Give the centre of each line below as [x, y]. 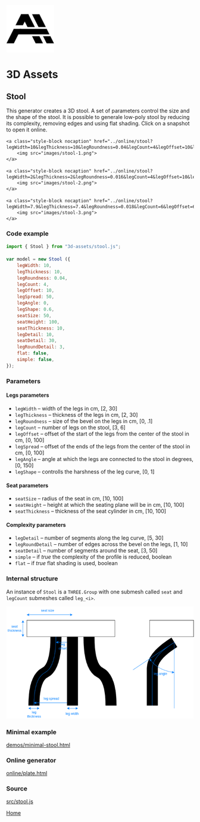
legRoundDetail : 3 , [41, 347]
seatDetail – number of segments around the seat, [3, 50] [86, 551]
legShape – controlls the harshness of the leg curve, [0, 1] [85, 472]
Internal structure [32, 579]
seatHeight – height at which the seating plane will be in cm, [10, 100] [99, 505]
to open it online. [27, 130]
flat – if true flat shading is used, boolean [66, 563]
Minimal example [31, 732]
